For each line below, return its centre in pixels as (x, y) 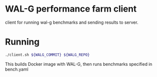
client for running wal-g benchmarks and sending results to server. (72, 22)
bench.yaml (17, 69)
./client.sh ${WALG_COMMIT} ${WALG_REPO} (47, 55)
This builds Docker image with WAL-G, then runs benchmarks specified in (79, 64)
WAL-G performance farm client (71, 9)
